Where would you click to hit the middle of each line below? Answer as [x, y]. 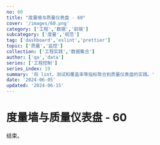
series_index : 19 [28, 69]
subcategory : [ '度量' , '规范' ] [43, 35]
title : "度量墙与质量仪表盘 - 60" [46, 18]
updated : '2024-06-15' [35, 86]
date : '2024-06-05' [31, 80]
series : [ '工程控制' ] [32, 63]
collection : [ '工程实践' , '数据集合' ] [51, 52]
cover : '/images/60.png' [38, 23]
